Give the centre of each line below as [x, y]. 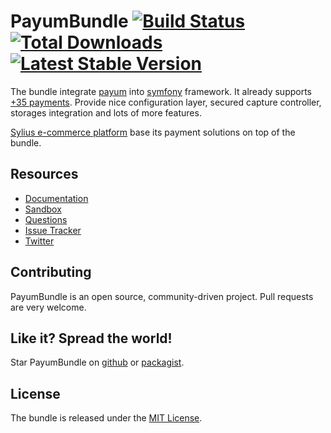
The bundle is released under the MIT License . [106, 418]
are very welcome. [48, 307]
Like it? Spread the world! [91, 338]
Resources [44, 174]
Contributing [51, 272]
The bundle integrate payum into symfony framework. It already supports [161, 91]
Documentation [56, 198]
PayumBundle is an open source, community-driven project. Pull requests [162, 296]
